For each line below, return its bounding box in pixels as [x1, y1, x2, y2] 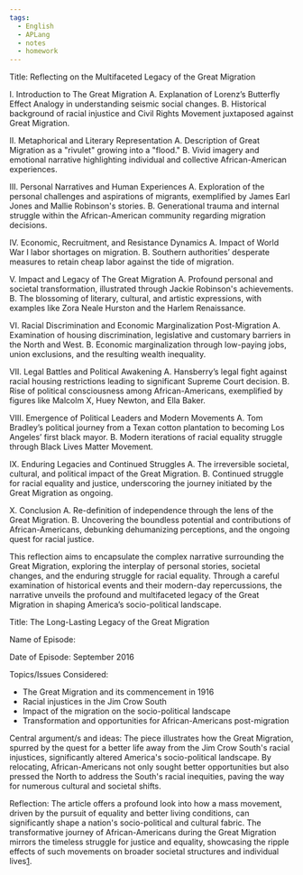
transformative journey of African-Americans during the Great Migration [9, 827, 277, 838]
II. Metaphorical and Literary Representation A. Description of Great [9, 135, 260, 146]
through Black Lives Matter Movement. [9, 441, 153, 452]
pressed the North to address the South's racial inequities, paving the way [9, 771, 285, 782]
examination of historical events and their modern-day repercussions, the [9, 580, 282, 591]
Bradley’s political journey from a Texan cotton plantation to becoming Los [9, 422, 285, 433]
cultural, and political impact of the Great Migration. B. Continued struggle [9, 468, 284, 479]
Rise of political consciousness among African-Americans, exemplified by [9, 385, 284, 397]
